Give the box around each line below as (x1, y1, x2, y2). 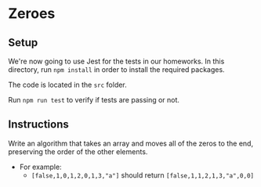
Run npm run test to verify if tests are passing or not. (8, 95, 180, 104)
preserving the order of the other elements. (8, 146, 148, 156)
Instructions (8, 118, 69, 131)
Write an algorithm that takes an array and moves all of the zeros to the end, (8, 138, 253, 148)
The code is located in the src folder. (8, 80, 127, 89)
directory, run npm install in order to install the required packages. (8, 65, 225, 74)
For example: (19, 162, 62, 171)
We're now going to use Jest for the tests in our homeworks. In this (8, 56, 225, 66)
